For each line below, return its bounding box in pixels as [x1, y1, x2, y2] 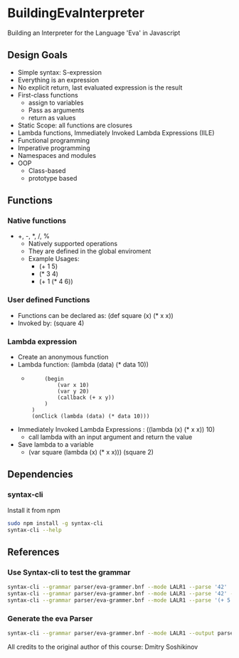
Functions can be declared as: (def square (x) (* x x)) [17, 311, 174, 319]
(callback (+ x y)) [57, 394, 115, 401]
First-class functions [17, 90, 78, 99]
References [7, 546, 60, 558]
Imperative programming [17, 144, 90, 152]
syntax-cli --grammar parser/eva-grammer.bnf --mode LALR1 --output [7, 630, 215, 637]
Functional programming [17, 136, 90, 144]
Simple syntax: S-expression [17, 68, 102, 76]
